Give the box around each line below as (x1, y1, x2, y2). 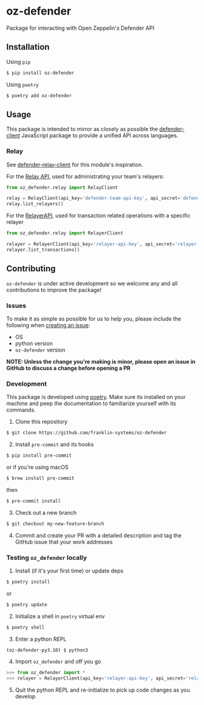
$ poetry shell (6, 624, 45, 630)
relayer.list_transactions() (6, 247, 80, 253)
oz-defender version (15, 346, 66, 353)
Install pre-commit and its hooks (15, 441, 94, 448)
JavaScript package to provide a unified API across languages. (21, 132, 178, 139)
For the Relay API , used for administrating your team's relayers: (6, 172, 165, 180)
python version (15, 339, 53, 347)
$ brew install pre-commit (6, 475, 75, 482)
